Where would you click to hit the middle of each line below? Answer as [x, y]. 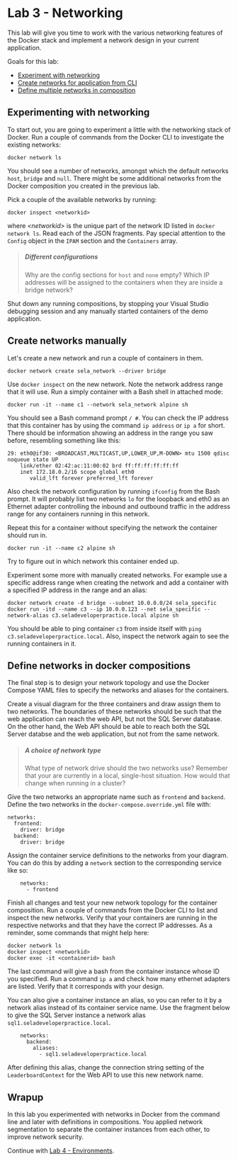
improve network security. [45, 1137]
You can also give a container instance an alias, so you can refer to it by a [114, 1000]
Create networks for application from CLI [77, 82]
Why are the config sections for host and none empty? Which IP [117, 275]
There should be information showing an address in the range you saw [110, 433]
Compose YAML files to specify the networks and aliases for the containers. [118, 690]
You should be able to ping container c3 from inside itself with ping [104, 628]
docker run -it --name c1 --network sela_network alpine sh [98, 404]
